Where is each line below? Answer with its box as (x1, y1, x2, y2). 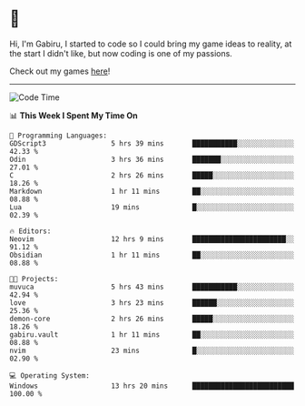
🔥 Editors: (9, 227, 52, 236)
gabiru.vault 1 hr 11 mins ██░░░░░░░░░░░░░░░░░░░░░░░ (9, 330, 295, 340)
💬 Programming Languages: (9, 131, 107, 140)
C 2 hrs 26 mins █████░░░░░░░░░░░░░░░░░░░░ (9, 170, 295, 180)
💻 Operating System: (9, 370, 91, 381)
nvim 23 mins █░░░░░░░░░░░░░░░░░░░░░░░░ (9, 346, 295, 355)
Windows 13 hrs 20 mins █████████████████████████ (9, 381, 295, 391)
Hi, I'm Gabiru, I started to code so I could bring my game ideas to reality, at (9, 38, 292, 49)
